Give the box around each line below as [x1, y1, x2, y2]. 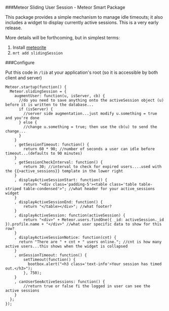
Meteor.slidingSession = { [10, 89, 67, 94]
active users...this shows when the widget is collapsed [5, 244, 128, 249]
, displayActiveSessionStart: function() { [14, 177, 108, 183]
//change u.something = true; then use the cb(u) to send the [23, 124, 157, 129]
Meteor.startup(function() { [5, 84, 67, 90]
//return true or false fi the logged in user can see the [23, 284, 151, 289]
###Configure [5, 60, 35, 65]
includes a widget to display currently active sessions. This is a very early [5, 20, 159, 25]
